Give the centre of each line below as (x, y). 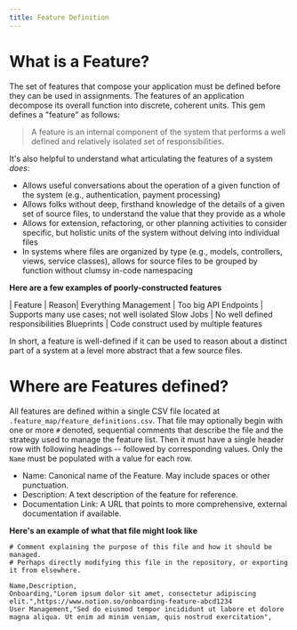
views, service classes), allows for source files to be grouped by (140, 261)
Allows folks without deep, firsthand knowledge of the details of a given (153, 204)
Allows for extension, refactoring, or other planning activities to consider (154, 222)
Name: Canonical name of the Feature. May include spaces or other (146, 475)
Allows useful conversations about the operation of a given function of (151, 185)
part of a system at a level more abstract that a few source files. (126, 350)
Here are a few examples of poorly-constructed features (116, 287)
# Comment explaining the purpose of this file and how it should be (141, 547)
